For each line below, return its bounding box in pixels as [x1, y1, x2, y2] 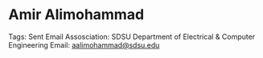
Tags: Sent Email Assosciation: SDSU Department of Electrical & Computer [8, 32, 256, 41]
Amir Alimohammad [8, 6, 145, 24]
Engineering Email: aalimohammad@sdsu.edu [8, 40, 160, 49]
